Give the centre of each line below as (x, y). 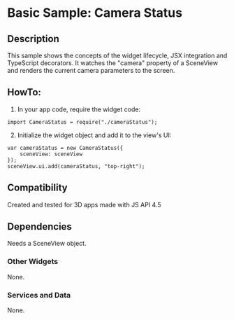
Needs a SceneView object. (47, 244)
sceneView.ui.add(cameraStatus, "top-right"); (76, 166)
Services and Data (39, 295)
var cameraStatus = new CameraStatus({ (65, 148)
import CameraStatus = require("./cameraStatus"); (82, 122)
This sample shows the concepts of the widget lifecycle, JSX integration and (117, 55)
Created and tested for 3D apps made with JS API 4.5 (85, 204)
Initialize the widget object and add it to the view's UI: (94, 135)
